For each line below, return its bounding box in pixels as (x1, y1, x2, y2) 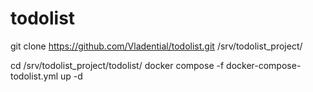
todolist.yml (10, 70, 59, 82)
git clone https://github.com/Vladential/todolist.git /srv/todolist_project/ (10, 40, 303, 52)
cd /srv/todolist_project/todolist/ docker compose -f (10, 59, 225, 71)
